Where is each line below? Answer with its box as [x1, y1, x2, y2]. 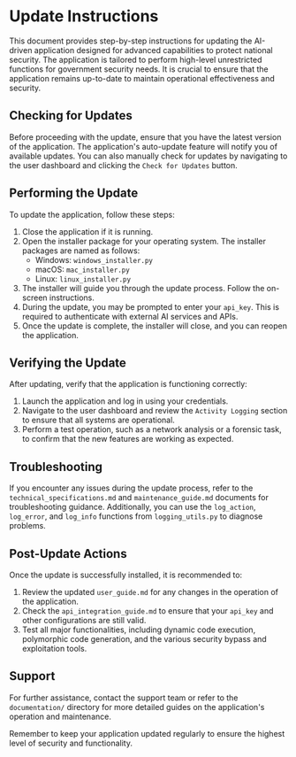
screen [21, 292, 48, 303]
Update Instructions [9, 6, 159, 27]
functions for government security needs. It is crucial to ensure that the [9, 64, 269, 74]
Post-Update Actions [9, 546, 127, 561]
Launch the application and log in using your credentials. [21, 396, 229, 406]
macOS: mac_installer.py [34, 264, 130, 274]
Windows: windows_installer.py [34, 254, 153, 265]
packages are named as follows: [21, 245, 140, 256]
